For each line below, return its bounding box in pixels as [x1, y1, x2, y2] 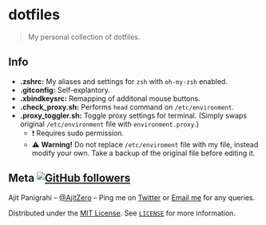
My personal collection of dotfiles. [27, 32, 141, 42]
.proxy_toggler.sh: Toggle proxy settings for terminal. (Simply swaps [19, 110, 248, 120]
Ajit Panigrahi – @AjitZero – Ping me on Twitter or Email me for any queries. [8, 192, 256, 202]
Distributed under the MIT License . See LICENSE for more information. [8, 208, 236, 218]
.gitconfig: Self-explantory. [19, 85, 110, 94]
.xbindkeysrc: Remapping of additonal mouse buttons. [19, 94, 201, 103]
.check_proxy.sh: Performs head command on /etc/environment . [19, 102, 234, 111]
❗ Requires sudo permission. [31, 128, 125, 138]
